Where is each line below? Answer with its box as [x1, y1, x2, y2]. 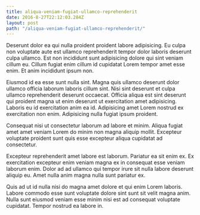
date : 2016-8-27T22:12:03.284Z [6, 14, 84, 20]
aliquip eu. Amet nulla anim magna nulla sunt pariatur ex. [6, 171, 146, 179]
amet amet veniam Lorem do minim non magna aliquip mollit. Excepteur [6, 128, 182, 136]
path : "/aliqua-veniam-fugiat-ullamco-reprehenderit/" [6, 25, 146, 32]
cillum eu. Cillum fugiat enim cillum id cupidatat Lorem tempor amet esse [6, 61, 185, 68]
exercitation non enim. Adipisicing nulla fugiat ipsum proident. [6, 110, 158, 118]
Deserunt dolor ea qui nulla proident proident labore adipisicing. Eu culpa [6, 42, 186, 49]
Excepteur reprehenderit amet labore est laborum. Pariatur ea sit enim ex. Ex [6, 153, 195, 160]
